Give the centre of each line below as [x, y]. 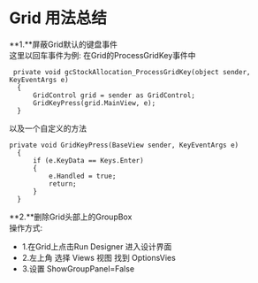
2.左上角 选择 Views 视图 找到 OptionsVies [99, 257]
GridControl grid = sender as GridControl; [114, 95]
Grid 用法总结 [58, 18]
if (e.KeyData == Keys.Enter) [88, 160]
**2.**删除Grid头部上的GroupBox [71, 217]
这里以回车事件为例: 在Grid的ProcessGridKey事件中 [102, 55]
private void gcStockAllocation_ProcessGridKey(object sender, [132, 72]
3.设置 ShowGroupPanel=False [78, 268]
